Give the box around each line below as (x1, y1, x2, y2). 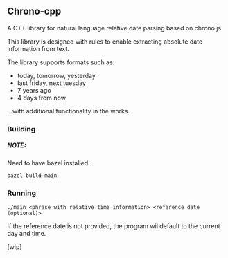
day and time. (7, 230, 46, 237)
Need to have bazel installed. (7, 158, 90, 167)
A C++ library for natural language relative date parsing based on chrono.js (7, 24, 222, 32)
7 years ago (17, 86, 51, 94)
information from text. (7, 44, 69, 53)
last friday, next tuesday (17, 79, 87, 87)
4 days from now (17, 93, 66, 102)
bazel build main (7, 172, 58, 179)
